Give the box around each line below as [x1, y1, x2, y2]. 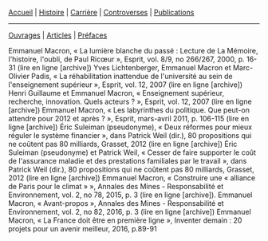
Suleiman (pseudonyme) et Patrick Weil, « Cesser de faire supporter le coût [8, 148, 257, 157]
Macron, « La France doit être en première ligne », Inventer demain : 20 [8, 215, 242, 225]
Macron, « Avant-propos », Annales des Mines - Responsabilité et [8, 199, 225, 207]
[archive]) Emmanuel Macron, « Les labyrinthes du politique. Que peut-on [8, 105, 250, 115]
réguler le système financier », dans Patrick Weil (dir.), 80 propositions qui [8, 131, 252, 140]
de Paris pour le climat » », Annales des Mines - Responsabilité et [8, 182, 224, 191]
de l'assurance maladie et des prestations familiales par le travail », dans [8, 156, 247, 165]
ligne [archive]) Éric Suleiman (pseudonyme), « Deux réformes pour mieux [8, 122, 253, 132]
